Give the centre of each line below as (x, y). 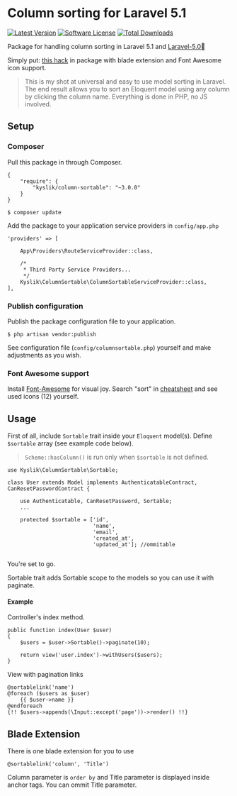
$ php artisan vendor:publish (52, 334)
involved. (38, 104)
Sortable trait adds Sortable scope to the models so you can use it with (111, 578)
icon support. (27, 67)
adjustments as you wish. (44, 355)
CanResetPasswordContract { (49, 489)
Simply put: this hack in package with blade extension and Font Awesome (114, 60)
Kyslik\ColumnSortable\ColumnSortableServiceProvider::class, (114, 282)
